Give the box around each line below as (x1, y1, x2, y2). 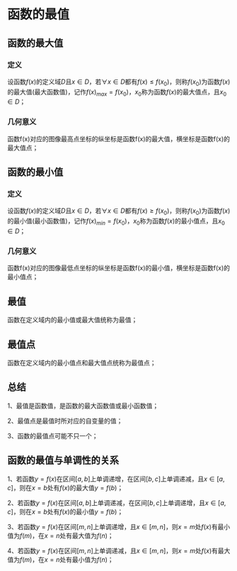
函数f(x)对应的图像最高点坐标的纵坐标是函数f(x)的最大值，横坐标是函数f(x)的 (7, 134, 231, 143)
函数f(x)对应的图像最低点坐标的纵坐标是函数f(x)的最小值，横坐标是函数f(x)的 (7, 264, 231, 272)
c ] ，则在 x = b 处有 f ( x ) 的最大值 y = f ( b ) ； (7, 483, 124, 492)
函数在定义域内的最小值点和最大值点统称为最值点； (7, 358, 156, 367)
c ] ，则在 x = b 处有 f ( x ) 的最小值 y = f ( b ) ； (7, 507, 124, 516)
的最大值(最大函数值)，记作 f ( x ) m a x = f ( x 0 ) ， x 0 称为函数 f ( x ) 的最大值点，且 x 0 (7, 87, 227, 98)
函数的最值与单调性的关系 (7, 455, 119, 467)
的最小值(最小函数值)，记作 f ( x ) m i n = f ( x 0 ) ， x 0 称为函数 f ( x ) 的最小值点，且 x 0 (7, 217, 225, 227)
